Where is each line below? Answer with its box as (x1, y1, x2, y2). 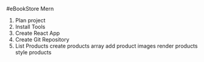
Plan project (15, 17, 46, 23)
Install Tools (15, 23, 46, 30)
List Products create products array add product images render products (15, 42, 198, 49)
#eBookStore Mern (6, 5, 54, 12)
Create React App (15, 29, 60, 37)
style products (15, 49, 52, 56)
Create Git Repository (15, 36, 70, 43)
